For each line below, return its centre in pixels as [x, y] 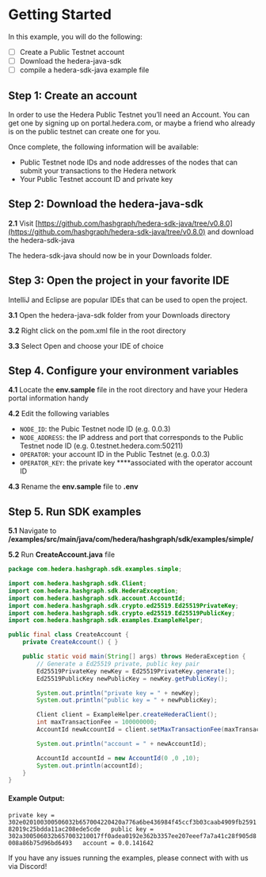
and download [230, 231]
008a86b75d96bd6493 [40, 843]
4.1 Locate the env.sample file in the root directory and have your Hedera [128, 390]
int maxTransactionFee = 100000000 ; [97, 722]
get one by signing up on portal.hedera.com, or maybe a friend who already [132, 123]
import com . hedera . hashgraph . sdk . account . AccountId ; [97, 598]
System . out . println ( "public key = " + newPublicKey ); [127, 701]
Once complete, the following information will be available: [104, 147]
